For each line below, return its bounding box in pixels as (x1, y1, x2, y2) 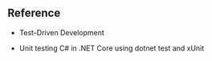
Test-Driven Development (18, 27, 105, 37)
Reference (7, 6, 61, 20)
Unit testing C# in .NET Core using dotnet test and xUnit (18, 43, 205, 53)
